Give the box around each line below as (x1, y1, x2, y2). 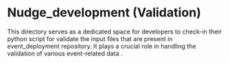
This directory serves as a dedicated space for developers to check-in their (7, 27, 222, 36)
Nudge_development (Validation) (7, 5, 202, 21)
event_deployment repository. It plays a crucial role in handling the (7, 42, 196, 50)
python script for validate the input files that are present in (7, 34, 173, 42)
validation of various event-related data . (7, 49, 123, 58)
